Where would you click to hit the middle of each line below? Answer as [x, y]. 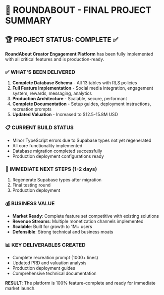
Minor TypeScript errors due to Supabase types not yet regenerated [82, 140]
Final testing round [31, 185]
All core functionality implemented [47, 145]
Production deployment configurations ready [58, 156]
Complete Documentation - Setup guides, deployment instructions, [82, 104]
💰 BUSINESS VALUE [30, 203]
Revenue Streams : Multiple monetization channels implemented [78, 221]
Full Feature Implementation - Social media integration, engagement [83, 88]
